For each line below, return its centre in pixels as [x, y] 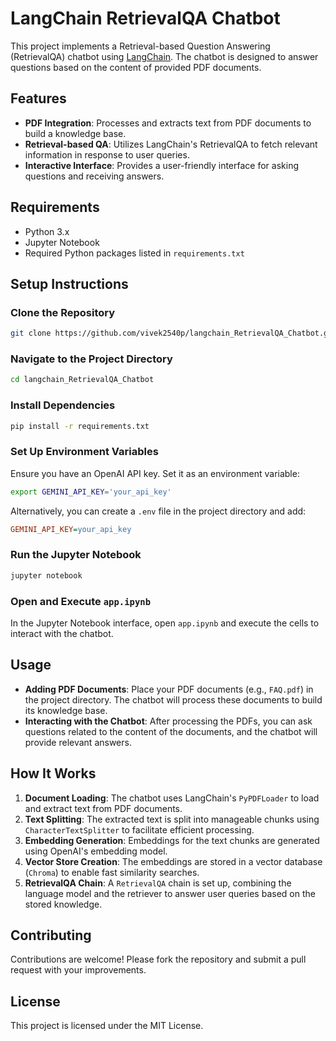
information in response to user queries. [107, 154]
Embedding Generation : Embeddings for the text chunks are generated [172, 840]
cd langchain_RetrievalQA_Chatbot [82, 380]
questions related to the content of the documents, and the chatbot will [171, 731]
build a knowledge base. [75, 133]
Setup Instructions [69, 283]
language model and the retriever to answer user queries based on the [170, 893]
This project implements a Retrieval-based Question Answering [140, 46]
